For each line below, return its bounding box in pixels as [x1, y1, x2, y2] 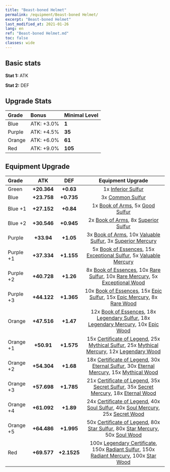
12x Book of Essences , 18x [91, 308, 156, 315]
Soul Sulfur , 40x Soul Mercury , [87, 404, 160, 411]
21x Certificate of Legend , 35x [87, 377, 160, 384]
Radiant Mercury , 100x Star [90, 452, 157, 459]
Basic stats [5, 59, 41, 68]
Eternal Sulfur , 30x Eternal [92, 362, 155, 369]
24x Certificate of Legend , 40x [87, 398, 160, 405]
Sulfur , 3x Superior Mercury [90, 238, 157, 245]
